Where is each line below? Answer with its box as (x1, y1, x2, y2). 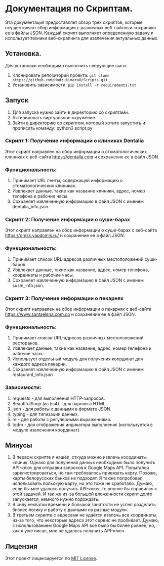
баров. (12, 261, 27, 267)
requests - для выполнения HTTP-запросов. (12, 395, 105, 401)
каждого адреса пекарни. (12, 361, 67, 367)
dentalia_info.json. (12, 204, 50, 210)
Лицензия (5, 542, 38, 551)
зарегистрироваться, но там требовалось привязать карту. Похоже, (12, 470, 157, 476)
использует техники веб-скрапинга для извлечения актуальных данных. (5, 35, 159, 41)
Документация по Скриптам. (5, 3, 133, 14)
